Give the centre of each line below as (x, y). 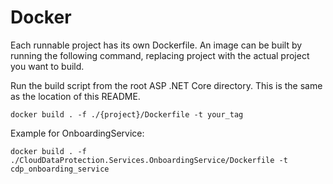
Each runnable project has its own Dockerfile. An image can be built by (156, 45)
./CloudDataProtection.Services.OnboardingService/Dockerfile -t (149, 160)
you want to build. (47, 66)
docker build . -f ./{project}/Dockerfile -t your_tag (127, 114)
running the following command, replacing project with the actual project (160, 55)
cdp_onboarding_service (60, 169)
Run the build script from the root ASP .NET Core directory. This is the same (166, 85)
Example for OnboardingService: (77, 133)
